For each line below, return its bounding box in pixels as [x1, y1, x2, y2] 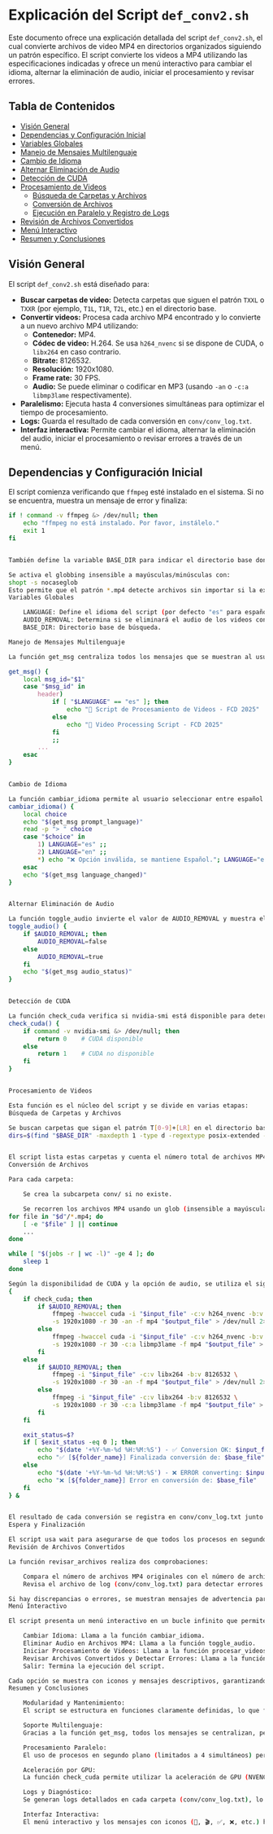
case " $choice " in [23, 833, 85, 841]
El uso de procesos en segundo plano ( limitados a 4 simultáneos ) [23, 1751, 253, 1759]
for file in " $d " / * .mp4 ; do [8, 1212, 104, 1220]
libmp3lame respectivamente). [32, 389, 132, 400]
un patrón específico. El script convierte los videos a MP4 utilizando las [8, 50, 248, 59]
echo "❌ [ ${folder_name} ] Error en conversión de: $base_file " [37, 1476, 258, 1484]
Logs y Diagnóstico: [23, 1788, 93, 1797]
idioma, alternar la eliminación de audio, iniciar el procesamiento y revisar [8, 67, 254, 77]
